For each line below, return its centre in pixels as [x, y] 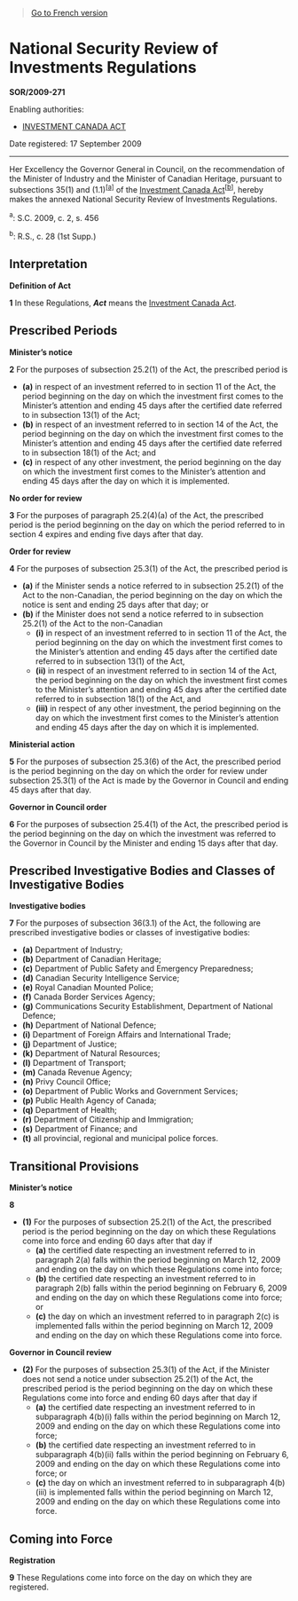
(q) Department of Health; [69, 1110]
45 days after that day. [50, 790]
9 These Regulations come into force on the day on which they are [131, 1577]
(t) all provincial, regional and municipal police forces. [120, 1139]
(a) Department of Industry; [72, 950]
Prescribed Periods [63, 331]
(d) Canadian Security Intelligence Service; [101, 978]
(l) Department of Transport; [74, 1063]
